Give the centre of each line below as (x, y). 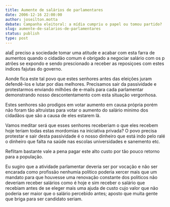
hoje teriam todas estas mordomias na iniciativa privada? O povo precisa (81, 130)
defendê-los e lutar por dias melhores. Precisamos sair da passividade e (81, 84)
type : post (17, 39)
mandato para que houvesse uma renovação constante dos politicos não (81, 177)
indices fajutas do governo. (34, 68)
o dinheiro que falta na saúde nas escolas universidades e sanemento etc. (83, 141)
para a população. (24, 157)
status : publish (22, 33)
